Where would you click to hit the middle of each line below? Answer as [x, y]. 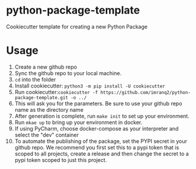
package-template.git [41, 97]
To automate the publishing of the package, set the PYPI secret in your [101, 141]
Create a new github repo [46, 67]
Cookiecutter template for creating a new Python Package [77, 27]
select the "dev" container [46, 135]
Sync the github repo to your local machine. [68, 73]
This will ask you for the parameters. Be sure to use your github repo [98, 103]
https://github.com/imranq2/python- [146, 92]
